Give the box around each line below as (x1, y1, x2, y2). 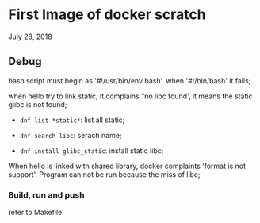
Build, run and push (8, 189, 85, 200)
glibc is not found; (8, 99, 67, 109)
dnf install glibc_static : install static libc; (19, 145, 164, 156)
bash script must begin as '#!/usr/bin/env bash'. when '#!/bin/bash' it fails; (8, 75, 251, 85)
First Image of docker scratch (8, 6, 206, 24)
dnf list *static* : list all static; (19, 115, 125, 125)
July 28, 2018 (8, 32, 53, 41)
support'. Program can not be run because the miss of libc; (8, 169, 201, 179)
